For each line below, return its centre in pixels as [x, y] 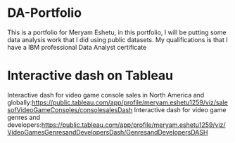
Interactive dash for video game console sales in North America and [106, 95]
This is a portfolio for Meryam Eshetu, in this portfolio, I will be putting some [117, 32]
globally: [20, 102]
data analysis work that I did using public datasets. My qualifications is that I [118, 39]
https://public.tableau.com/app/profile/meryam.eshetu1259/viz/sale [130, 102]
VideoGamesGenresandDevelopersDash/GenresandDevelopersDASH [108, 132]
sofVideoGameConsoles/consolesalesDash [70, 109]
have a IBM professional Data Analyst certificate [77, 47]
